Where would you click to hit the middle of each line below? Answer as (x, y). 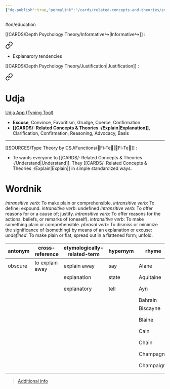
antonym (19, 251)
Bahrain (148, 300)
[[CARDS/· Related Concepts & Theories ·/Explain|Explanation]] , (81, 128)
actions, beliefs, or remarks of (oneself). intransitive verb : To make (75, 219)
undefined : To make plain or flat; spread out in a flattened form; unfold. (79, 235)
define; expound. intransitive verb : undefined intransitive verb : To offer (79, 208)
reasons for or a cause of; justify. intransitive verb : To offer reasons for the (83, 214)
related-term (84, 254)
